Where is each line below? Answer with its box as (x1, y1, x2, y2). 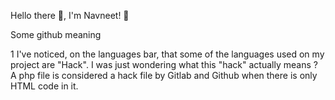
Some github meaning (10, 29, 102, 40)
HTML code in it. (10, 80, 79, 92)
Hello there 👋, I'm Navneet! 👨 (10, 10, 130, 21)
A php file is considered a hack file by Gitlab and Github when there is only (10, 70, 318, 81)
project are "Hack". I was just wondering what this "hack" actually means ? (10, 59, 318, 70)
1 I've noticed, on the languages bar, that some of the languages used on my (10, 48, 325, 60)
